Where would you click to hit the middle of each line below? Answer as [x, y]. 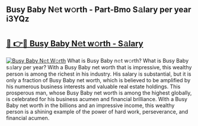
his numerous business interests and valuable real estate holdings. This [93, 86]
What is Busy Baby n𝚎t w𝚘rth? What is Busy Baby [128, 61]
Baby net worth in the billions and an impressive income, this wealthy [90, 105]
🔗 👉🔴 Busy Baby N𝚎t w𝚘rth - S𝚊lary [75, 43]
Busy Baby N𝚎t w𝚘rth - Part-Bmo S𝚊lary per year [99, 10]
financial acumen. [28, 118]
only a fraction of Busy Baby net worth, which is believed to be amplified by [98, 80]
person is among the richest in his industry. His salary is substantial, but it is [99, 74]
